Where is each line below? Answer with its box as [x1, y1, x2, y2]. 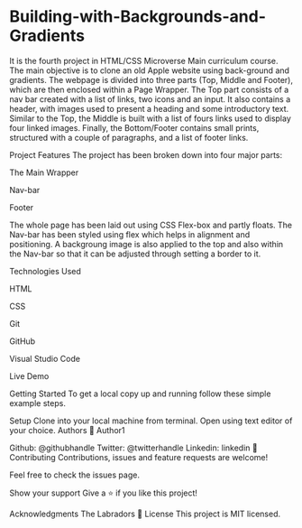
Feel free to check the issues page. [9, 469, 140, 480]
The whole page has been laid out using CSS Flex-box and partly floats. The [9, 219, 293, 230]
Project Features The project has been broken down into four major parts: [9, 149, 283, 160]
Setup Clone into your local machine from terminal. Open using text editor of [9, 415, 293, 426]
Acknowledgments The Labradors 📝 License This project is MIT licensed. [9, 508, 281, 519]
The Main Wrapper [9, 167, 79, 178]
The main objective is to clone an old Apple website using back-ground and [9, 65, 290, 76]
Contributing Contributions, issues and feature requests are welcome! [9, 451, 269, 462]
